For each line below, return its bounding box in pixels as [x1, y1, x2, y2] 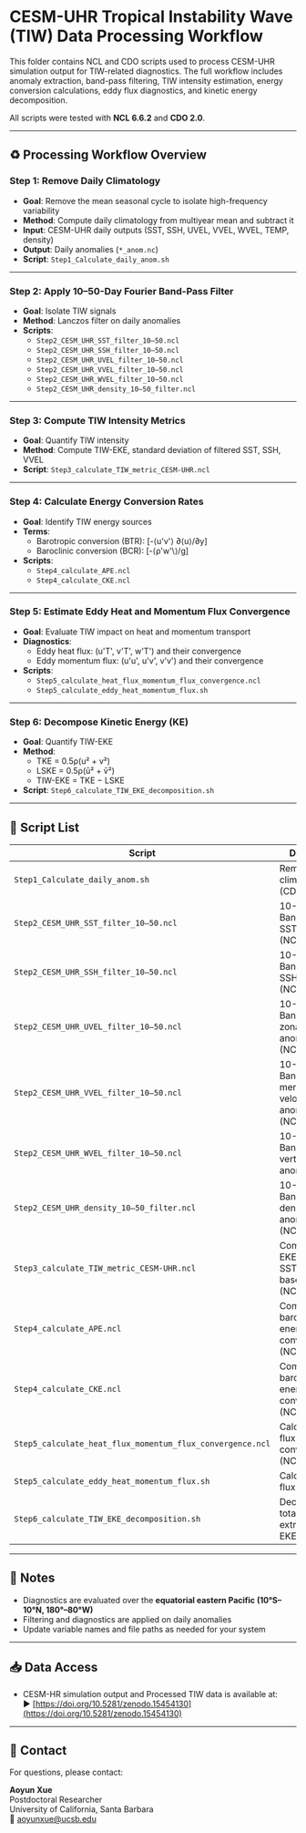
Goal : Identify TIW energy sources [22, 516, 152, 527]
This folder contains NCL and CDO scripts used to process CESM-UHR [9, 56, 276, 67]
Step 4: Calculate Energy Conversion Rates [9, 495, 204, 508]
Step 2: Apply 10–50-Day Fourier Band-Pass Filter [9, 284, 234, 297]
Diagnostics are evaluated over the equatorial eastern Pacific [22, 1594, 256, 1605]
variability [22, 205, 60, 216]
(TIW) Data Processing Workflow [9, 26, 264, 46]
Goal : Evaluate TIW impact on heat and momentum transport [22, 626, 251, 637]
